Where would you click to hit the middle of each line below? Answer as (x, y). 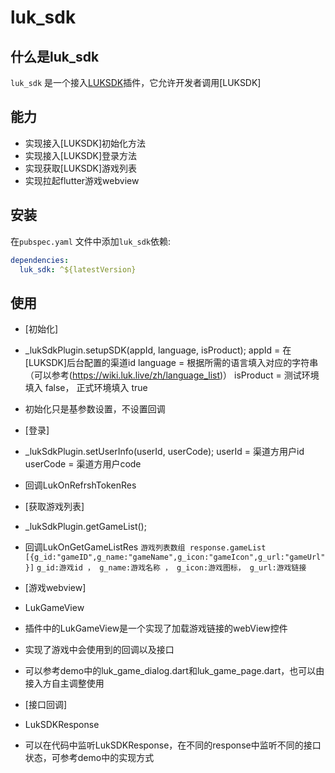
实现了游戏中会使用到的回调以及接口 (99, 650)
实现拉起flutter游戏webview (82, 180)
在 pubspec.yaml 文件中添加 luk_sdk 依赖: (91, 241)
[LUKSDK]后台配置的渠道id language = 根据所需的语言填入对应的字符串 (171, 363)
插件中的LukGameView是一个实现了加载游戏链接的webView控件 (156, 628)
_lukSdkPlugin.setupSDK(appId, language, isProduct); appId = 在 (158, 350)
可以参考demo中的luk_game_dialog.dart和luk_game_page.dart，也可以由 (174, 671)
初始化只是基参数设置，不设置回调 (95, 409)
